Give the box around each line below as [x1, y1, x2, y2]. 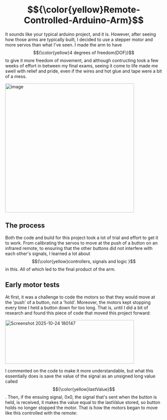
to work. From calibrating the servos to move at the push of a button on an [5, 239, 158, 246]
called [5, 378, 18, 384]
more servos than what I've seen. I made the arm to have [5, 41, 122, 47]
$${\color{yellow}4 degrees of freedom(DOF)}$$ [33, 49, 135, 55]
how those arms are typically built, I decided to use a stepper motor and [5, 36, 153, 42]
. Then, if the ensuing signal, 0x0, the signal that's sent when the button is [5, 394, 157, 400]
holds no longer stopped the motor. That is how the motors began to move [5, 404, 158, 410]
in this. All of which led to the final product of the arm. [5, 266, 116, 272]
